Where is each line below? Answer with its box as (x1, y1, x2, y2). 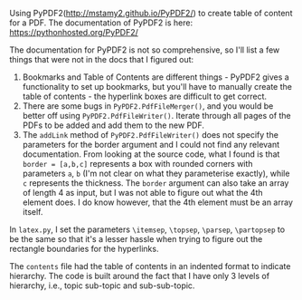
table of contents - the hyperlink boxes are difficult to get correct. (22, 91, 268, 102)
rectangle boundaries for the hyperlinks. (9, 244, 159, 254)
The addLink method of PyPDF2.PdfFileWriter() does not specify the (22, 130, 278, 140)
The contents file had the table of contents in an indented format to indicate (9, 261, 291, 271)
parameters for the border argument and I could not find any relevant (22, 140, 280, 150)
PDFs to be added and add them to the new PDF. (22, 120, 205, 131)
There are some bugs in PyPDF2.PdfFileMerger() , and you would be (22, 101, 274, 111)
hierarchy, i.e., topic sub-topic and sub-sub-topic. (9, 280, 195, 291)
